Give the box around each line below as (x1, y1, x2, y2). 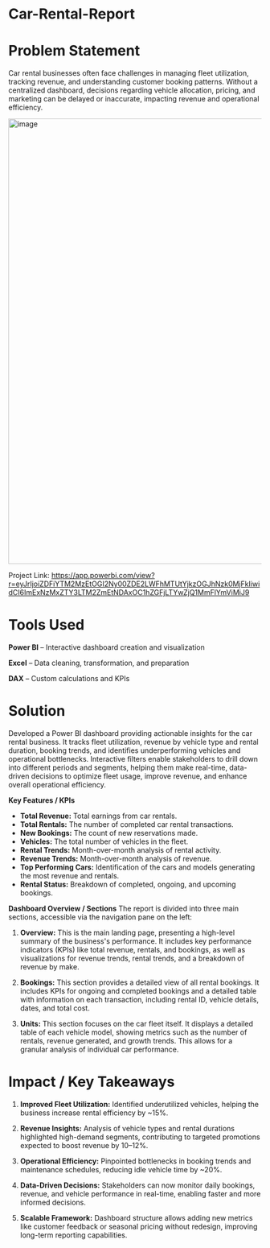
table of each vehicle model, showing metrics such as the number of (19, 1027, 247, 1037)
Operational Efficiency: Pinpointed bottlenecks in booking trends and (19, 1156, 252, 1166)
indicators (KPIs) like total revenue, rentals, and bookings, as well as (19, 945, 246, 954)
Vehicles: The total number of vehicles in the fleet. (19, 837, 189, 846)
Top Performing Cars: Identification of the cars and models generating (19, 862, 256, 872)
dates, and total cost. (19, 1003, 90, 1013)
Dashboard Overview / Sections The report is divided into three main (8, 903, 239, 913)
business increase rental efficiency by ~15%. (19, 1108, 169, 1118)
